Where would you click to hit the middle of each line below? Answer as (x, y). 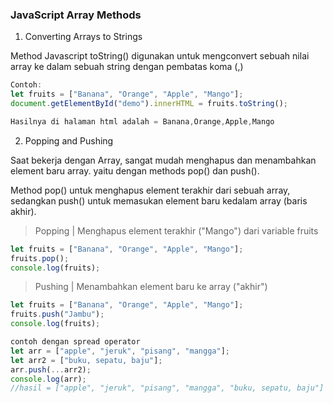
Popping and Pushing (69, 140)
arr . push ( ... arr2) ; (51, 369)
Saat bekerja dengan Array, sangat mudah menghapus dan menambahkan (163, 160)
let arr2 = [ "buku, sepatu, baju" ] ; (86, 360)
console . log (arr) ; (48, 379)
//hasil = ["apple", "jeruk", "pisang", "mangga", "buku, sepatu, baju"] (167, 388)
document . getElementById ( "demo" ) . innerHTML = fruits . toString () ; (149, 104)
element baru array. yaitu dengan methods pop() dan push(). (135, 170)
